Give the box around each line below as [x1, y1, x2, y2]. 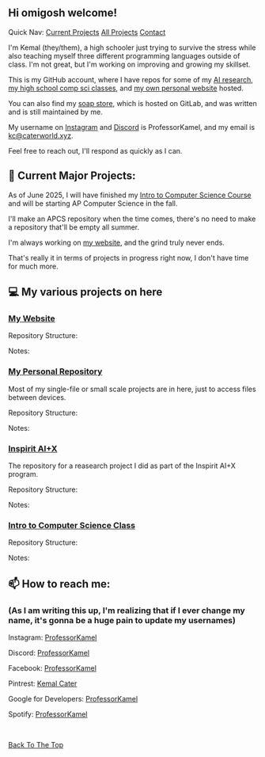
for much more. [8, 261, 59, 271]
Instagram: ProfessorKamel [8, 633, 97, 642]
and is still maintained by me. [8, 107, 103, 116]
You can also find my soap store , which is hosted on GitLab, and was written [8, 98, 257, 108]
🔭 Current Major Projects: [8, 169, 136, 183]
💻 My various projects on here [8, 285, 163, 299]
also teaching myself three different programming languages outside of [8, 51, 240, 60]
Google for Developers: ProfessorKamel [8, 694, 138, 703]
